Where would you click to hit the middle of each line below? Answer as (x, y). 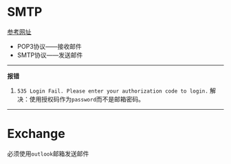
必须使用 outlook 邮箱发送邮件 (48, 153)
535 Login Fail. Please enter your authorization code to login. (112, 91)
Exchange (36, 134)
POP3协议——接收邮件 (49, 46)
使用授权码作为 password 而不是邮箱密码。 (87, 99)
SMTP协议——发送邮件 (50, 55)
